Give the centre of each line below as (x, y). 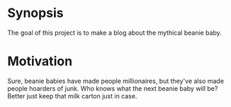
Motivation (40, 61)
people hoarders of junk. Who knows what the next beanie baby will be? (113, 88)
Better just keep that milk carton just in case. (72, 96)
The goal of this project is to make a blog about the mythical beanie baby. (114, 33)
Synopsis (35, 13)
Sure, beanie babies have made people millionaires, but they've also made (116, 81)
